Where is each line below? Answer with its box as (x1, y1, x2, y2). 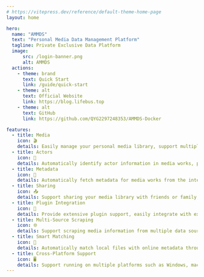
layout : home (6, 15, 39, 21)
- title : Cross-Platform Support (12, 250, 97, 256)
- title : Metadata (12, 166, 59, 172)
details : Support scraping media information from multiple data (17, 228, 186, 234)
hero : (6, 25, 20, 32)
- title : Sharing (12, 183, 56, 189)
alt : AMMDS (22, 59, 50, 65)
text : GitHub (22, 110, 56, 116)
